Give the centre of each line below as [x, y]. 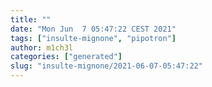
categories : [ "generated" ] [66, 57]
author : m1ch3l [42, 47]
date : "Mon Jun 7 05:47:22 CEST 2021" [93, 29]
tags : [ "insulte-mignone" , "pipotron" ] [93, 38]
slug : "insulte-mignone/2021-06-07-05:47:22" [106, 66]
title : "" [31, 19]
